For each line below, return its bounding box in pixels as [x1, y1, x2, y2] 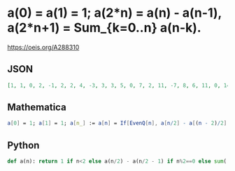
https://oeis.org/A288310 [7, 43, 80, 51]
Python [7, 139, 40, 151]
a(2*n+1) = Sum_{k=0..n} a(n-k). [7, 20, 201, 36]
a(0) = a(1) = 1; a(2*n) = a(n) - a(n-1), [7, 5, 222, 21]
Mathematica [7, 102, 66, 114]
